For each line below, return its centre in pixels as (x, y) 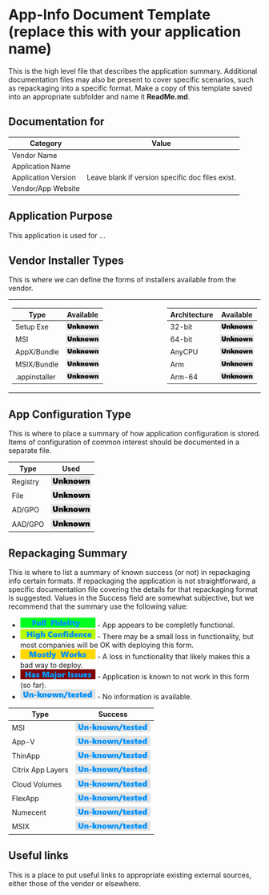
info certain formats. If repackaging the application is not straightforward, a (132, 581)
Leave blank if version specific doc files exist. (161, 177)
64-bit (181, 339)
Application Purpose (61, 216)
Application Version (44, 177)
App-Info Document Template (109, 15)
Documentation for (56, 122)
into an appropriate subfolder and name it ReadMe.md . (99, 96)
